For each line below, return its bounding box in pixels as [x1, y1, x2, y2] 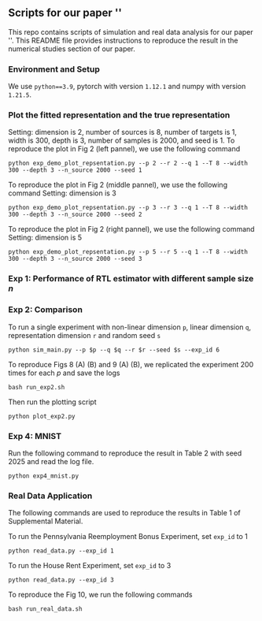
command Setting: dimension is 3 [8, 188, 116, 198]
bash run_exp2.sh [8, 383, 65, 391]
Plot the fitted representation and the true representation [8, 110, 231, 121]
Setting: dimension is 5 [8, 232, 83, 243]
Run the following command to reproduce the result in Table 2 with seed [8, 448, 242, 458]
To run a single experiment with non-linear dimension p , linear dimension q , [8, 322, 252, 332]
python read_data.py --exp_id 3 [8, 576, 114, 584]
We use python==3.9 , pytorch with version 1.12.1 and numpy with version [8, 82, 246, 91]
